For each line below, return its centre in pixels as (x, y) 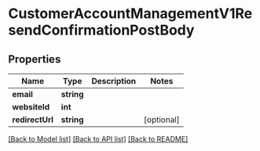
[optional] (162, 120)
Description (114, 81)
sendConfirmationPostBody (101, 30)
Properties (35, 59)
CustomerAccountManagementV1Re (130, 14)
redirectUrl (33, 120)
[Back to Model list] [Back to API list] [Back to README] (98, 139)
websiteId (31, 107)
